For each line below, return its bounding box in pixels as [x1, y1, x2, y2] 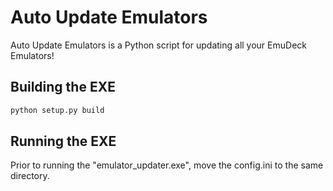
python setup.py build [10, 105, 105, 115]
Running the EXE [10, 133, 117, 150]
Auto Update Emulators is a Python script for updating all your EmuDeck [10, 39, 307, 51]
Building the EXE [10, 79, 116, 96]
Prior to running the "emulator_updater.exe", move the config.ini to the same [10, 159, 324, 171]
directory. [10, 170, 50, 182]
